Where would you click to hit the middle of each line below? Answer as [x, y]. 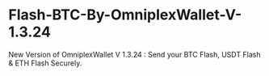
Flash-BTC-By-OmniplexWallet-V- [125, 15]
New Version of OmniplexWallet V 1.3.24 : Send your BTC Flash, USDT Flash [134, 54]
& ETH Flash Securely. [45, 63]
